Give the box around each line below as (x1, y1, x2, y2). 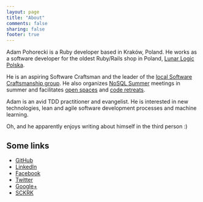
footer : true (6, 32, 40, 38)
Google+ (15, 182, 38, 190)
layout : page (6, 9, 40, 15)
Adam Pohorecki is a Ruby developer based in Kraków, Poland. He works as (6, 48, 197, 56)
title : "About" (6, 15, 45, 21)
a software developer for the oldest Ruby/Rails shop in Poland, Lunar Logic (6, 55, 194, 62)
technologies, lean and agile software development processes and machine (6, 104, 197, 112)
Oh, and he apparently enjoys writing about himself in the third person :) (6, 123, 188, 130)
